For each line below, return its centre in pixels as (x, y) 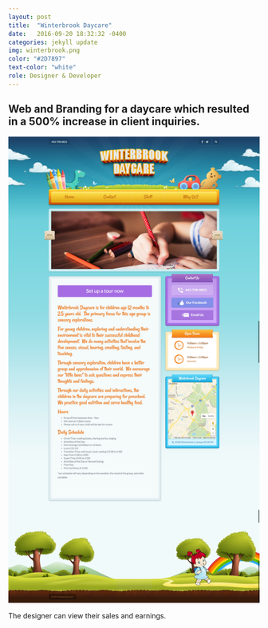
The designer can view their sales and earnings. (87, 615)
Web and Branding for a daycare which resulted (129, 109)
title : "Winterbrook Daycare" (60, 25)
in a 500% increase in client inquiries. (104, 122)
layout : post (30, 17)
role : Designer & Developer (55, 76)
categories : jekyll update (53, 42)
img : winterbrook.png (44, 51)
